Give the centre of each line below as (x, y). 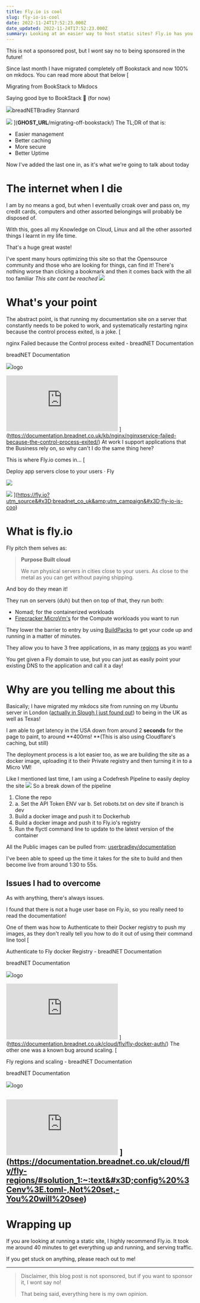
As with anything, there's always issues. (55, 897)
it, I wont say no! (41, 1282)
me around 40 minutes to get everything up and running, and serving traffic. (100, 1248)
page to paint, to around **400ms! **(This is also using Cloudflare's (91, 737)
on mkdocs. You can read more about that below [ (68, 75)
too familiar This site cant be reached (52, 279)
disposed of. (21, 218)
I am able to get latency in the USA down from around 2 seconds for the (95, 730)
